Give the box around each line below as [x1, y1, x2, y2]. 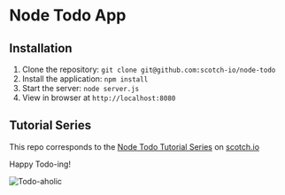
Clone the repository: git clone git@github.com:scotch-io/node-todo [21, 64, 276, 74]
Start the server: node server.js [21, 83, 140, 93]
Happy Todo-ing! [9, 159, 71, 169]
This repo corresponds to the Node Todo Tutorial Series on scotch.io [9, 141, 259, 152]
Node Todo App [9, 5, 127, 26]
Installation [9, 41, 73, 56]
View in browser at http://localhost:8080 [21, 92, 176, 103]
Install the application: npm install [21, 74, 149, 84]
